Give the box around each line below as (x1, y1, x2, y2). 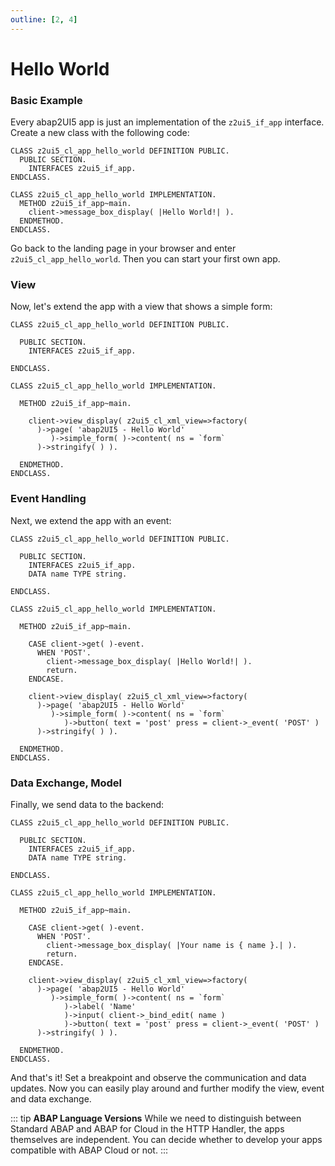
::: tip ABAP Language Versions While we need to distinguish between (10, 1112, 302, 1124)
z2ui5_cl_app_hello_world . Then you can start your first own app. (10, 253, 281, 265)
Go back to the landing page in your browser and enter (10, 242, 237, 255)
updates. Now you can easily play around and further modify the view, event (10, 1082, 325, 1094)
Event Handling (10, 492, 87, 506)
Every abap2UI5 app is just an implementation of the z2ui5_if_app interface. (10, 116, 325, 128)
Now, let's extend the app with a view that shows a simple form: (10, 301, 273, 313)
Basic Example (10, 93, 83, 107)
